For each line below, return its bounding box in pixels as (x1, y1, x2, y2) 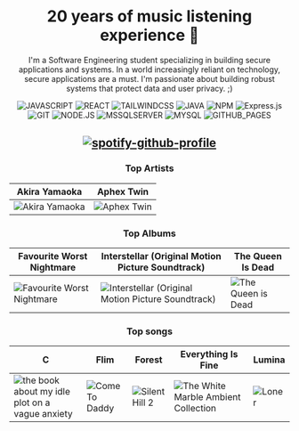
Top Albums (123, 227, 176, 240)
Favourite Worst (17, 249, 88, 262)
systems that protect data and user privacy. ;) (66, 83, 233, 94)
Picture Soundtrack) (117, 261, 206, 273)
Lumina (253, 354, 286, 366)
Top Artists (125, 162, 174, 175)
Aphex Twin (96, 185, 149, 198)
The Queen (233, 249, 282, 262)
